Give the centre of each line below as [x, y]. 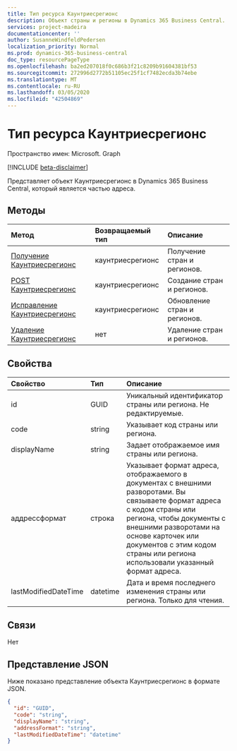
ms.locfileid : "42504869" [45, 100]
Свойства [30, 364]
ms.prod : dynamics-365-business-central [68, 54]
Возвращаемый [123, 230]
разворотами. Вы [156, 491]
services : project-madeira [47, 27]
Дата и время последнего [171, 582]
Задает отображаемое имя [173, 445]
